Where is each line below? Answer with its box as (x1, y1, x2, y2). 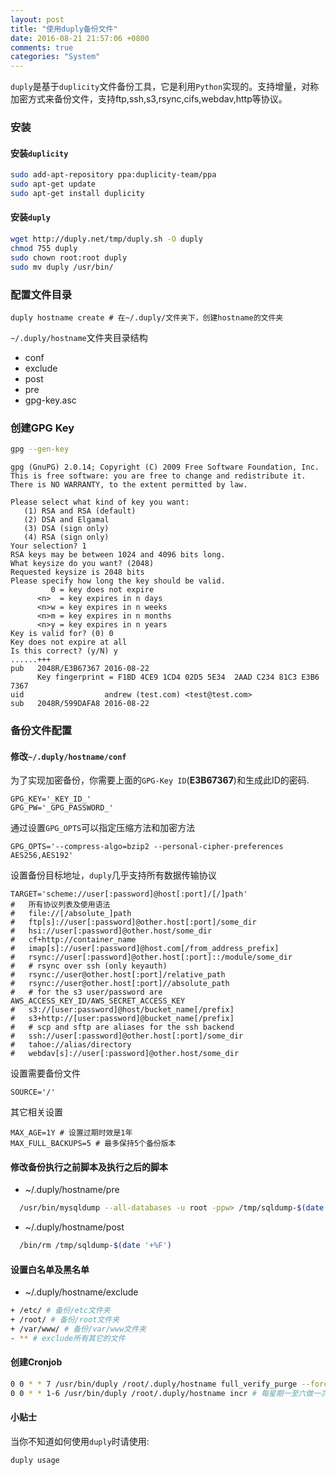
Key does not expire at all (10, 637, 128, 648)
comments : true (10, 42, 74, 53)
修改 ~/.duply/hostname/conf (10, 750, 127, 762)
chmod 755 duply (10, 243, 78, 253)
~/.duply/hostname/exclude (24, 1286, 139, 1298)
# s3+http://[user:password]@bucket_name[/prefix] (10, 1014, 235, 1024)
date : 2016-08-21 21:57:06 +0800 (10, 33, 150, 43)
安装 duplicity (10, 147, 69, 159)
